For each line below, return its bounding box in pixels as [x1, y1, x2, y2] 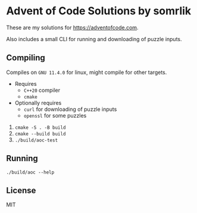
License [6, 185, 36, 195]
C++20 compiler [23, 87, 61, 94]
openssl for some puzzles [23, 112, 87, 119]
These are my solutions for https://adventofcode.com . [6, 24, 139, 31]
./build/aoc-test [14, 137, 58, 143]
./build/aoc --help [6, 169, 55, 175]
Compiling [6, 53, 46, 63]
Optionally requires [14, 99, 62, 106]
